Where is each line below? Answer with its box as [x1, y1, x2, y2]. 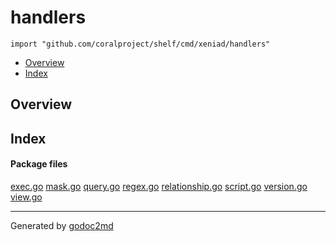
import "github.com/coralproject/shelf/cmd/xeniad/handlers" [10, 39, 271, 49]
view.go [10, 191, 43, 203]
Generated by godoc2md [10, 219, 114, 231]
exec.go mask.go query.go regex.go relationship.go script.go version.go [10, 180, 308, 192]
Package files [10, 158, 68, 170]
